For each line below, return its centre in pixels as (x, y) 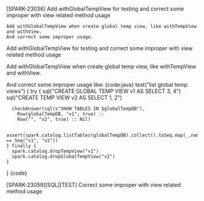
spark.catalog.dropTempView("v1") (55, 151)
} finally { (21, 146)
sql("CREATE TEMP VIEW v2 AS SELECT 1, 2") (64, 97)
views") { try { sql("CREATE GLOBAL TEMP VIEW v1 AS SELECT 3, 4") (93, 91)
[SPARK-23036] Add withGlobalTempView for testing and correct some (95, 9)
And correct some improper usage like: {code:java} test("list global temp (97, 85)
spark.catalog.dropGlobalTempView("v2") (63, 157)
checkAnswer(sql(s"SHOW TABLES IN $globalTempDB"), (79, 109)
